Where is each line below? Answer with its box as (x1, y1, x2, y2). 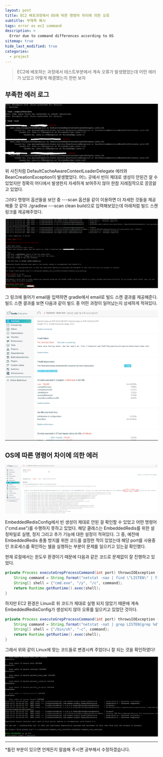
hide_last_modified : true (5, 44, 57, 49)
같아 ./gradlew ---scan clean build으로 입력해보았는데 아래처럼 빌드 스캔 (19, 203, 158, 208)
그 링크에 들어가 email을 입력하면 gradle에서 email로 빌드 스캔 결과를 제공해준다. (5, 294, 158, 300)
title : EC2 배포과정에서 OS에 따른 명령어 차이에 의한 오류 (5, 13, 110, 18)
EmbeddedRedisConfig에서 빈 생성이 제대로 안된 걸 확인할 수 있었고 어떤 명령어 (5, 519, 157, 525)
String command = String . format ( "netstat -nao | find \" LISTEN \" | (14, 575, 153, 581)
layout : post (5, 8, 32, 13)
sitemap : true (5, 39, 34, 44)
